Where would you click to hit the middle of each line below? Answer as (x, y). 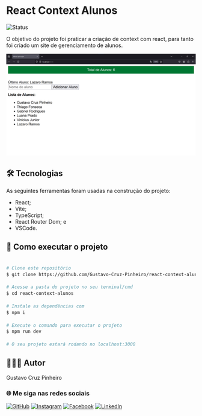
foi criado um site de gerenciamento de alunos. (65, 45)
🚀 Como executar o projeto (57, 247)
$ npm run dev (24, 332)
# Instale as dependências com (45, 306)
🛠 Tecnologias (35, 173)
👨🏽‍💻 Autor (26, 363)
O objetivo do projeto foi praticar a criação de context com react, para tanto (100, 39)
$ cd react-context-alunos (40, 294)
